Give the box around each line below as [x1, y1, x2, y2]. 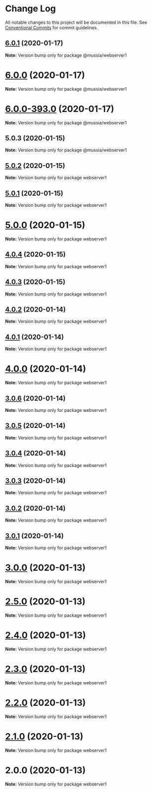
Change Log [5, 3, 56, 14]
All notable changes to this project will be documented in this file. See [5, 19, 148, 25]
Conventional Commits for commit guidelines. [5, 24, 98, 30]
